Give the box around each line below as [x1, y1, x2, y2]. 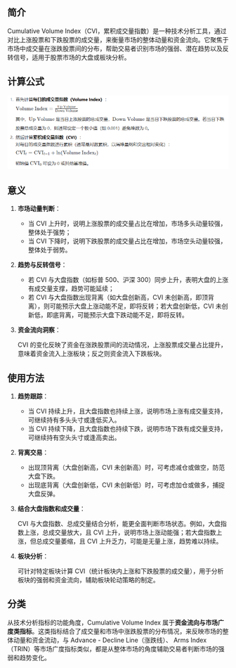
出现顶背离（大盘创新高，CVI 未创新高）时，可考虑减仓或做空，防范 [27, 463, 225, 472]
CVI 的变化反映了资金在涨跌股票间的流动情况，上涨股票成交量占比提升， [17, 340, 227, 349]
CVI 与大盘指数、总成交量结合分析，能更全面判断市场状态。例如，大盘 [17, 520, 221, 528]
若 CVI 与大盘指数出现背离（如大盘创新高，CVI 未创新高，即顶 [27, 293, 209, 302]
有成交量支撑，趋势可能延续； [27, 284, 114, 293]
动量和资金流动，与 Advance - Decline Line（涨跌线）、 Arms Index [13, 636, 207, 644]
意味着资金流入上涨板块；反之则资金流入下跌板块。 [17, 349, 166, 358]
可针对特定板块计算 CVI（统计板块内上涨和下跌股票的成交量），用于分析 [17, 567, 224, 575]
